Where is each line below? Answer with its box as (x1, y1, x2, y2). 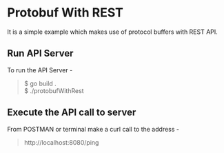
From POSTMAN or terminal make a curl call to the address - (7, 125, 179, 133)
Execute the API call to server (7, 107, 136, 119)
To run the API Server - (7, 65, 73, 74)
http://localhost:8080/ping (23, 138, 99, 146)
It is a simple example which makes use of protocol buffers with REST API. (7, 28, 218, 36)
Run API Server (7, 48, 74, 59)
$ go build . (23, 79, 57, 88)
